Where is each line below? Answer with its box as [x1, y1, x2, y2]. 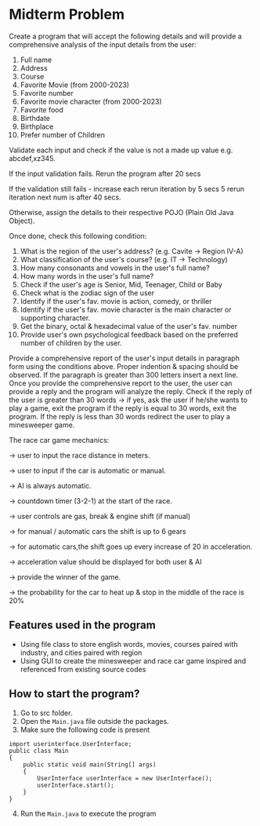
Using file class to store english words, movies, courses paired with [20, 639, 238, 649]
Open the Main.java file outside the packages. [20, 716, 169, 725]
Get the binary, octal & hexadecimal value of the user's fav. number [20, 321, 238, 331]
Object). [9, 216, 35, 225]
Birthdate [20, 113, 50, 122]
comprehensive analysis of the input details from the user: [9, 39, 197, 49]
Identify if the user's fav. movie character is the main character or [20, 305, 232, 314]
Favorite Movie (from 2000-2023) [20, 80, 130, 90]
